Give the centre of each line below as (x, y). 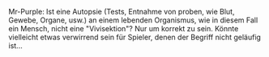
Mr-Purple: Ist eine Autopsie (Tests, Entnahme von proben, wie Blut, (122, 12)
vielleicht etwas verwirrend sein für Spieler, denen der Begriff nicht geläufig (135, 37)
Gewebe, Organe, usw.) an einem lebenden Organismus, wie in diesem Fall (133, 20)
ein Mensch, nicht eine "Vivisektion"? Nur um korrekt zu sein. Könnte (124, 28)
